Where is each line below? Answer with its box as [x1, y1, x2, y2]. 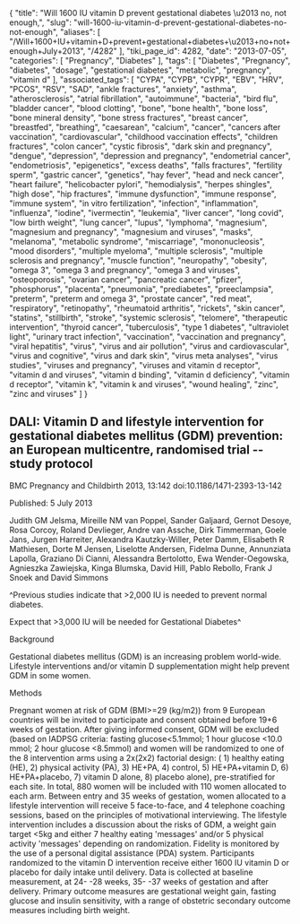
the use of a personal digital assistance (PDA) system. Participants [9, 847, 255, 859]
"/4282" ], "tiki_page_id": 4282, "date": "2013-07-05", [87, 46, 287, 56]
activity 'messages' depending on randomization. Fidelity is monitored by [9, 838, 280, 849]
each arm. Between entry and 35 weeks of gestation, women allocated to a [9, 790, 287, 801]
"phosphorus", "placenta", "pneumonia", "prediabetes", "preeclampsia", [9, 284, 274, 294]
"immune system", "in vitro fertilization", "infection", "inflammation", [9, 198, 259, 209]
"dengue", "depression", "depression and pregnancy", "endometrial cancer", [9, 151, 291, 160]
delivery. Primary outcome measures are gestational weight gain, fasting [9, 885, 277, 896]
